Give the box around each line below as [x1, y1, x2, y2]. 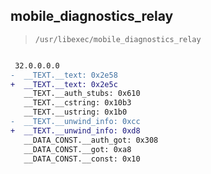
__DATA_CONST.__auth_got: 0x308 [23, 135, 159, 145]
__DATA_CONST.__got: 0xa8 [23, 144, 132, 154]
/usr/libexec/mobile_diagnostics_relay [34, 34, 202, 44]
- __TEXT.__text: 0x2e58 [10, 70, 118, 80]
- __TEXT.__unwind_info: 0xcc [10, 117, 141, 127]
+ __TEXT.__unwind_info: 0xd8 [10, 125, 141, 136]
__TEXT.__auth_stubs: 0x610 [23, 89, 141, 99]
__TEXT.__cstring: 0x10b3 [23, 98, 132, 108]
